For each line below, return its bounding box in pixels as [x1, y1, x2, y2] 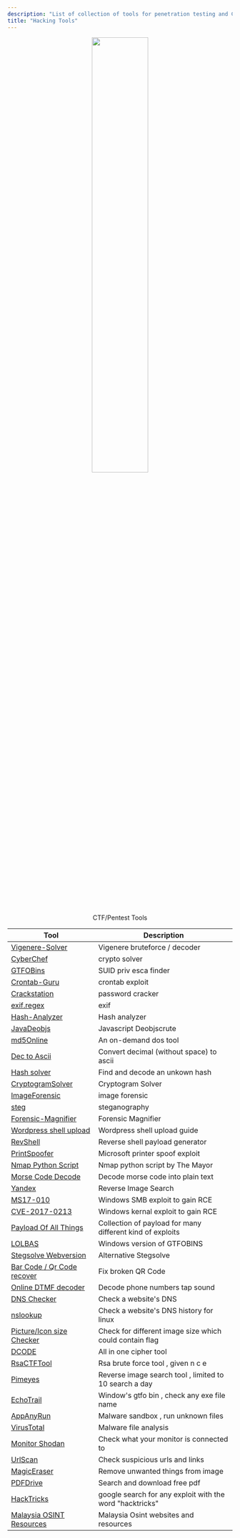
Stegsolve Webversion [11, 1250, 86, 1260]
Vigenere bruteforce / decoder [98, 942, 201, 952]
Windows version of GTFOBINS [98, 1238, 204, 1248]
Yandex [11, 1183, 36, 1193]
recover [11, 1270, 37, 1280]
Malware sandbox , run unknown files [98, 1411, 224, 1421]
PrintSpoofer [11, 1148, 54, 1158]
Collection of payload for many [98, 1218, 202, 1228]
